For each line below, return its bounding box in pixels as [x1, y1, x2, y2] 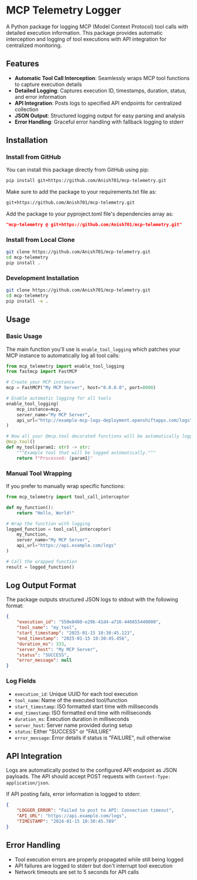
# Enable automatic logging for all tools [6, 396, 111, 401]
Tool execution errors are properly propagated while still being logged [14, 856, 184, 863]
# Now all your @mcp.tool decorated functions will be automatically [6, 433, 180, 439]
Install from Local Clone [6, 235, 75, 244]
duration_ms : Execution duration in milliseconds [14, 715, 130, 722]
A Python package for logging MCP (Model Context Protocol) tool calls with [6, 23, 189, 30]
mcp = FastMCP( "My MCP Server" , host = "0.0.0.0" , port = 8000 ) [6, 385, 157, 391]
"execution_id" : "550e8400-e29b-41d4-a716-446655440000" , [16, 619, 161, 625]
